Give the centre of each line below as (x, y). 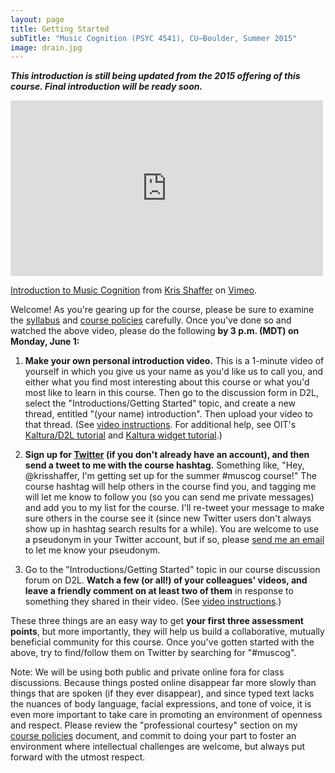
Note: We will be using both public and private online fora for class (147, 672)
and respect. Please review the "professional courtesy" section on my (154, 725)
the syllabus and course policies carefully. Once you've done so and (151, 320)
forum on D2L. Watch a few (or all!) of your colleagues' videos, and (166, 580)
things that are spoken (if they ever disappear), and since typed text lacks (162, 693)
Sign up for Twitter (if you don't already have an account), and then (167, 455)
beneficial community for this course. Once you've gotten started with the (162, 642)
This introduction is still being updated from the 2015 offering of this (155, 76)
